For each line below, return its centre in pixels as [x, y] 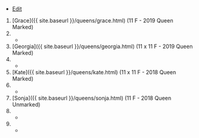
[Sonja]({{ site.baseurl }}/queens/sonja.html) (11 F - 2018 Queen [92, 98]
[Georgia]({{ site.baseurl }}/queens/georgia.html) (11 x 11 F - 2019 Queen [102, 46]
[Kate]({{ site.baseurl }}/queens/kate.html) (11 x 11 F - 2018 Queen [94, 72]
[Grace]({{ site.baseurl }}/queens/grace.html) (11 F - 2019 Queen [93, 20]
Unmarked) [26, 105]
